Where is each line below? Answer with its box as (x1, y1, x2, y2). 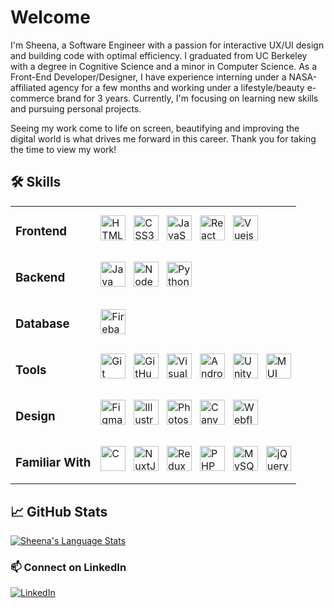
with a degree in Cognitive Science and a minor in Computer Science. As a (10, 60, 317, 72)
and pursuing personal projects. (10, 102, 142, 115)
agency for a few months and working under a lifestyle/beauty (48, 81, 305, 93)
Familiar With (15, 454, 92, 470)
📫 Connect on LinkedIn (10, 561, 127, 575)
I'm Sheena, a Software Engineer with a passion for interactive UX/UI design (10, 39, 325, 51)
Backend (15, 269, 66, 285)
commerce (10, 92, 55, 104)
